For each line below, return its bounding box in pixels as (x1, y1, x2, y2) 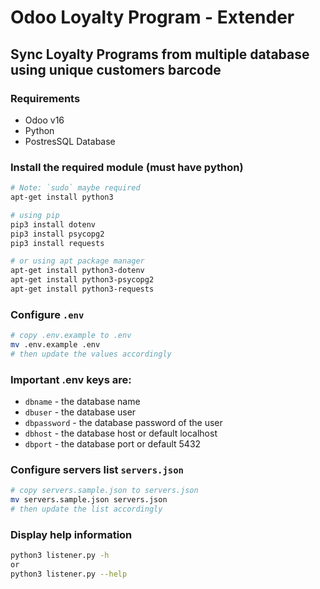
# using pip (10, 210, 60, 220)
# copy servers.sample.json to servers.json (10, 486, 199, 496)
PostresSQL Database (24, 135, 116, 147)
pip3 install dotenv (10, 219, 97, 230)
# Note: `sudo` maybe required (10, 183, 141, 193)
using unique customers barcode (10, 61, 222, 78)
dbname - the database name (24, 396, 141, 408)
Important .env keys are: (10, 372, 132, 386)
